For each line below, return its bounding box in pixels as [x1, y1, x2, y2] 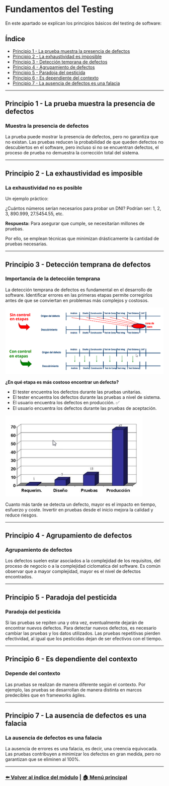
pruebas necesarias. [5, 241, 48, 247]
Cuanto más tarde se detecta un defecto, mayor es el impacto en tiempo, [5, 501, 157, 507]
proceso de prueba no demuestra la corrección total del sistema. [5, 150, 140, 156]
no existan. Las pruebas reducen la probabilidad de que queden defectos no [5, 139, 163, 145]
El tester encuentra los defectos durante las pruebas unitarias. [12, 389, 142, 395]
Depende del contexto [5, 670, 60, 677]
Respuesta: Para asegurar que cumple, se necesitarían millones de [5, 220, 145, 227]
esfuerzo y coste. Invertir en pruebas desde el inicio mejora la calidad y [5, 506, 153, 512]
